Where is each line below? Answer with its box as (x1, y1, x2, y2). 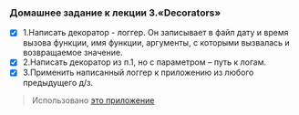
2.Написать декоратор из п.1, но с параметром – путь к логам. (22, 57, 267, 68)
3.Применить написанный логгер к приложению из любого (22, 67, 254, 78)
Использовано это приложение (31, 95, 155, 106)
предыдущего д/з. (22, 78, 94, 89)
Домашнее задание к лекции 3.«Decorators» (9, 6, 222, 19)
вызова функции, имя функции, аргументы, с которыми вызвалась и (22, 37, 290, 48)
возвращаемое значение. (22, 47, 123, 58)
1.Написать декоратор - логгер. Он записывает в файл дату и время (22, 27, 289, 38)
